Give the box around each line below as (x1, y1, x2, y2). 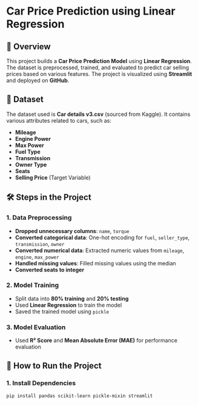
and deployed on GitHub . (6, 77, 70, 84)
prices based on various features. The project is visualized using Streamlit (6, 70, 193, 77)
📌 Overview (6, 41, 51, 52)
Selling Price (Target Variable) (15, 174, 91, 181)
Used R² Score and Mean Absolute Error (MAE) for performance (15, 337, 177, 344)
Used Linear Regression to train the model (15, 301, 122, 308)
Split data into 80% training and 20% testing (15, 294, 129, 302)
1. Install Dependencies (6, 379, 76, 387)
